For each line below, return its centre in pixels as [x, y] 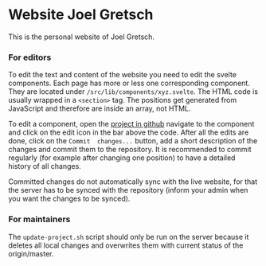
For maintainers [39, 219]
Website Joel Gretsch [81, 15]
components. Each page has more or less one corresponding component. [129, 83]
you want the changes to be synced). [69, 199]
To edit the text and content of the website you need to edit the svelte [123, 75]
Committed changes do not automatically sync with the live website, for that [133, 182]
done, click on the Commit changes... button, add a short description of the [133, 141]
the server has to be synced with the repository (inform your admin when [128, 190]
